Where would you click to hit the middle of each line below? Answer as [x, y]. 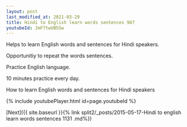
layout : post [22, 11]
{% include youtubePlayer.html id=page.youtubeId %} [71, 101]
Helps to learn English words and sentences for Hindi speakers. [83, 44]
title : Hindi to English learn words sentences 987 [70, 22]
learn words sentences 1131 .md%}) [49, 119]
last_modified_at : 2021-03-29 [43, 17]
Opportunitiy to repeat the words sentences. [59, 56]
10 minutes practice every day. [43, 78]
